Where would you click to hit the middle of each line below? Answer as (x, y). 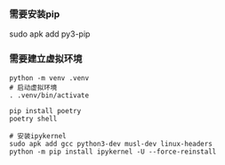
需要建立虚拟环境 (46, 59)
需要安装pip (35, 13)
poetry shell (33, 119)
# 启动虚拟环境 (33, 87)
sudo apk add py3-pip (50, 34)
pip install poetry (45, 111)
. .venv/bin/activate (49, 95)
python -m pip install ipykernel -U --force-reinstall (113, 152)
